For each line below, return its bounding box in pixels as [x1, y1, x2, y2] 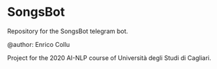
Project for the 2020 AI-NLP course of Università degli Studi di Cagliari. [7, 53, 211, 62]
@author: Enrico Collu [7, 40, 70, 48]
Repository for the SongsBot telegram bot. [7, 27, 129, 35]
